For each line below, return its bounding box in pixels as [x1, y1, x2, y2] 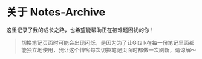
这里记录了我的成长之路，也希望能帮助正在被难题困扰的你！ [6, 26, 155, 33]
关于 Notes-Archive [6, 5, 106, 19]
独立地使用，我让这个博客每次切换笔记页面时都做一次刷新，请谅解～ [26, 46, 197, 54]
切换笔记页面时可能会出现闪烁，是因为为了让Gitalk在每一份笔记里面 [21, 39, 189, 46]
